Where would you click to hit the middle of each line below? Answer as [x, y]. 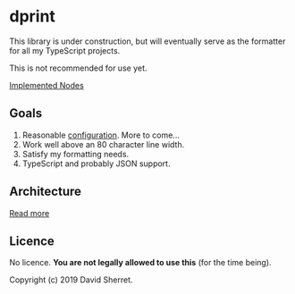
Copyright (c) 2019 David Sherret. [71, 280]
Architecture [46, 192]
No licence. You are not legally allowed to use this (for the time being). [140, 263]
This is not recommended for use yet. [78, 68]
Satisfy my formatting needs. [76, 154]
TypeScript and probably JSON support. [96, 164]
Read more [29, 213]
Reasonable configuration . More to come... [101, 135]
